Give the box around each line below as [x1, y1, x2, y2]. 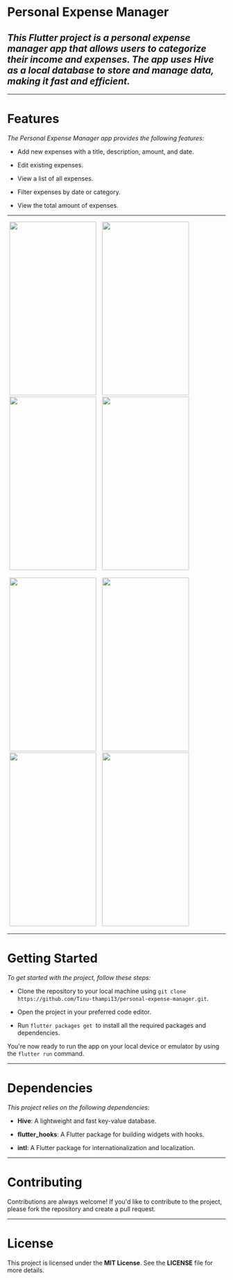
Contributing [7, 1174, 83, 1190]
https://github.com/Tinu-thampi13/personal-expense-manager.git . [17, 994, 209, 1002]
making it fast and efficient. [7, 75, 130, 87]
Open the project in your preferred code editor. [17, 1008, 151, 1016]
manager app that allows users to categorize [7, 42, 207, 54]
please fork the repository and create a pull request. [7, 1204, 156, 1213]
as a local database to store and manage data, [7, 64, 214, 76]
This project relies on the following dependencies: [7, 1103, 150, 1111]
